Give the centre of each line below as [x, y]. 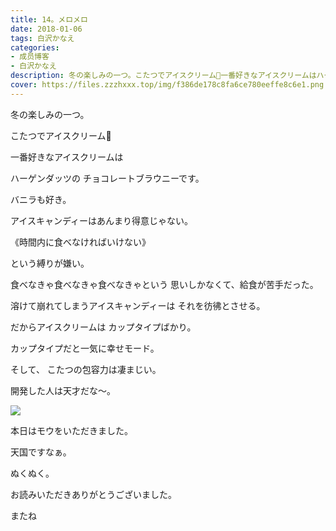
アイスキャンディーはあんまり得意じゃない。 [101, 220]
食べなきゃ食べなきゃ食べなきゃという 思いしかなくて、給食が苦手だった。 [164, 284]
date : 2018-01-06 [46, 29]
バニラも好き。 [41, 199]
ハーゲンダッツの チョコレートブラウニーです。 [107, 178]
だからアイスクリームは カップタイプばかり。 [103, 327]
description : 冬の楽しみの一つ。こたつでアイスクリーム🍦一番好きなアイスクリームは [163, 76]
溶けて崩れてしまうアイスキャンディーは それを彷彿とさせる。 [138, 305]
